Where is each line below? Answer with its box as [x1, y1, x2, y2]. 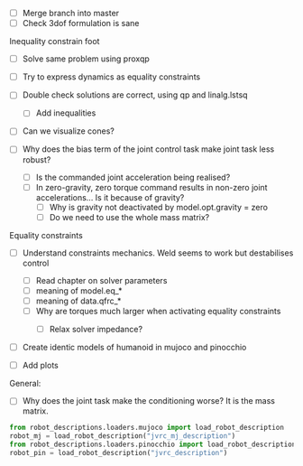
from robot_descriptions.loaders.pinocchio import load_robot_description [9, 440, 297, 450]
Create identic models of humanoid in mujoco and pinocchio [22, 342, 247, 353]
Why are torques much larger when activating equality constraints [35, 306, 281, 316]
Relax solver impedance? [49, 324, 142, 335]
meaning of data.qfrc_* [35, 295, 122, 306]
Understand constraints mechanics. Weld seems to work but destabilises [22, 247, 294, 258]
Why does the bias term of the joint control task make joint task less [22, 144, 275, 154]
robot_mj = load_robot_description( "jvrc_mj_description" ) [9, 432, 236, 441]
